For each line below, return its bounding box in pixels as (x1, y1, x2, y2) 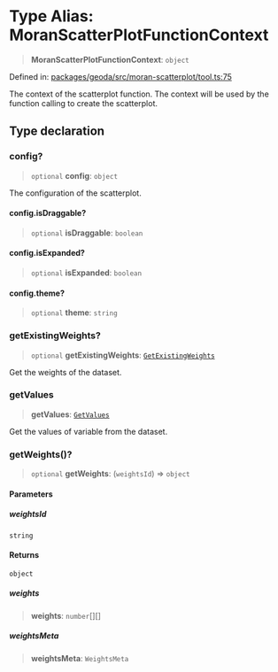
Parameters (9, 489, 53, 499)
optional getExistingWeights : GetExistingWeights (30, 350, 215, 360)
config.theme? (9, 288, 65, 298)
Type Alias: (9, 6, 95, 27)
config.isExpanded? (9, 248, 86, 259)
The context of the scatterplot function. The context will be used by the (9, 89, 270, 99)
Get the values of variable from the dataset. (9, 426, 168, 436)
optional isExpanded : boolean (30, 267, 143, 278)
